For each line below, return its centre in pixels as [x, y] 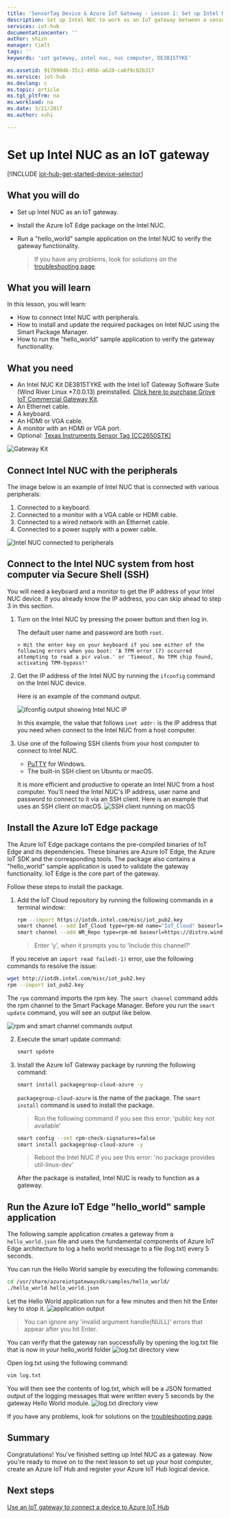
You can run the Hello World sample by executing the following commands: [113, 1269]
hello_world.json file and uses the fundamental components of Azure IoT [111, 1241]
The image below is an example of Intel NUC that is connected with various [113, 486]
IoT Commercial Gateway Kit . [58, 399]
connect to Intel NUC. [48, 750]
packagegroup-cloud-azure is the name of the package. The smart [109, 1097]
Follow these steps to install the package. [65, 886]
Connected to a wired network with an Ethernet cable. [93, 522]
